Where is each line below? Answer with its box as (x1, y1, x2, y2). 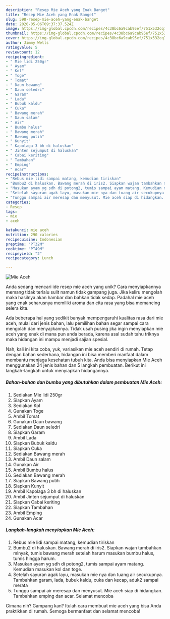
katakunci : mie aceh (6, 228, 49, 233)
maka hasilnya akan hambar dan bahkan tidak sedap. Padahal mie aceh (6, 295, 154, 301)
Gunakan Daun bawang (13, 419, 62, 425)
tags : (6, 209, 17, 214)
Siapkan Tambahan (13, 504, 53, 511)
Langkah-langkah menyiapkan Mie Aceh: (6, 527, 95, 533)
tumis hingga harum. (13, 555, 56, 561)
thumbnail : (6, 31, 29, 36)
